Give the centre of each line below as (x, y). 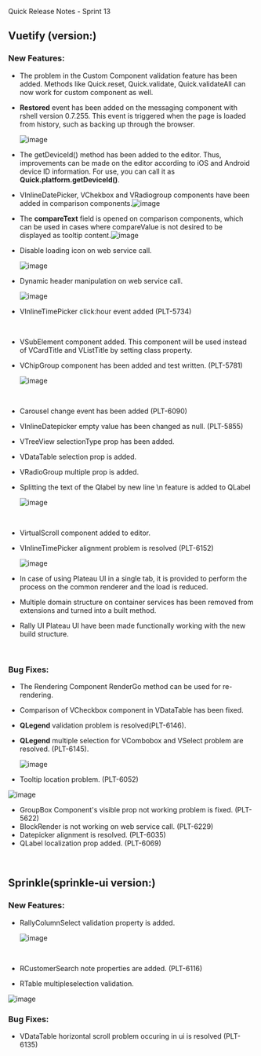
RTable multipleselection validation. (77, 983)
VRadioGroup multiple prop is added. (79, 471)
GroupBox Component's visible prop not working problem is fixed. (126, 809)
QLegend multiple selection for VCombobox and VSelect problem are (131, 740)
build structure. (44, 634)
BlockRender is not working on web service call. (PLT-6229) (116, 826)
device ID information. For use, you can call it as (97, 171)
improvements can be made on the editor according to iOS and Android (135, 163)
